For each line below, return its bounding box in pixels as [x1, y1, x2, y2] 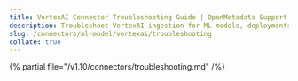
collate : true [9, 37, 62, 47]
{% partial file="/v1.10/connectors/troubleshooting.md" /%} [9, 62, 226, 72]
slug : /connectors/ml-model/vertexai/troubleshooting [9, 29, 213, 38]
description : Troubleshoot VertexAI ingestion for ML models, [9, 21, 244, 30]
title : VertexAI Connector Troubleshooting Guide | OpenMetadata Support [9, 12, 288, 22]
